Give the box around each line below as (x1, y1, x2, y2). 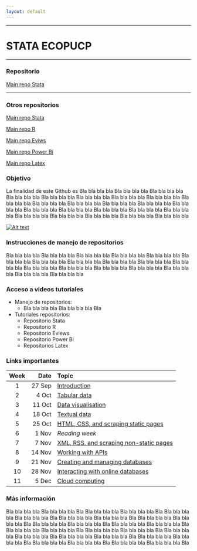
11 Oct (32, 401, 52, 409)
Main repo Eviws (6, 137, 46, 144)
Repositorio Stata (23, 317, 66, 324)
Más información (6, 495, 56, 503)
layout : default (6, 8, 46, 15)
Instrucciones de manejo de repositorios (6, 239, 124, 247)
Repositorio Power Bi (23, 336, 74, 343)
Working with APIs (57, 448, 108, 457)
